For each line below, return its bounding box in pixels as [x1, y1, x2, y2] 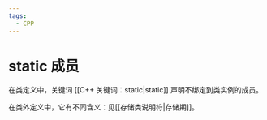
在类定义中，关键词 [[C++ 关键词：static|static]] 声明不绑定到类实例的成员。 [8, 85, 264, 95]
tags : [8, 11, 27, 20]
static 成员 [8, 57, 80, 75]
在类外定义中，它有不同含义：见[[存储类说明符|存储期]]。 [8, 102, 200, 112]
